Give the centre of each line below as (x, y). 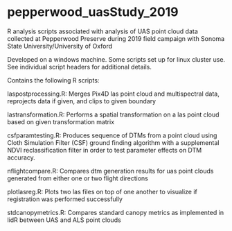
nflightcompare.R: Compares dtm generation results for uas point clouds (110, 171)
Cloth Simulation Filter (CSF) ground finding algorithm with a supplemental (113, 142)
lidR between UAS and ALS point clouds (64, 220)
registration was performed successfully (65, 199)
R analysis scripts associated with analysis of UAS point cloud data (103, 31)
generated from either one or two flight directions (78, 178)
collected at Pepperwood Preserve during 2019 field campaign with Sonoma (116, 38)
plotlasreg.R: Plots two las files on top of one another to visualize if (102, 191)
